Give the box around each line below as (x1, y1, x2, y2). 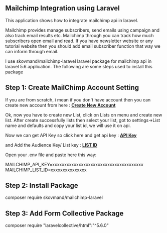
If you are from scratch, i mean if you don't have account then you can (5, 96, 151, 102)
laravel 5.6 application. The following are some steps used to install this (5, 63, 153, 69)
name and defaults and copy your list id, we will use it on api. (5, 123, 131, 129)
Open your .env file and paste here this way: (5, 152, 97, 158)
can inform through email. (5, 48, 59, 54)
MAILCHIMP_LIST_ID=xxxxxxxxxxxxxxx (5, 167, 87, 173)
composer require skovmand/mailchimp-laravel (5, 194, 103, 200)
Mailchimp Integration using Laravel (5, 4, 120, 13)
